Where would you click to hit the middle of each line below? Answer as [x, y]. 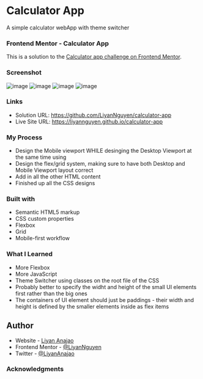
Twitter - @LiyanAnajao [45, 353]
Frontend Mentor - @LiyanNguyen [58, 347]
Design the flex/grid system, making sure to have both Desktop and [100, 164]
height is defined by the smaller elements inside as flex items [92, 306]
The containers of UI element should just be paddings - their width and [105, 300]
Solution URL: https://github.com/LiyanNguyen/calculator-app [93, 115]
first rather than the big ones [51, 293]
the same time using [41, 157]
